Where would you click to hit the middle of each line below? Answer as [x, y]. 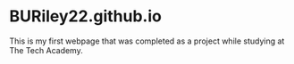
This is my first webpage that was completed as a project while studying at [147, 41]
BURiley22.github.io [86, 16]
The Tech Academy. [46, 50]
